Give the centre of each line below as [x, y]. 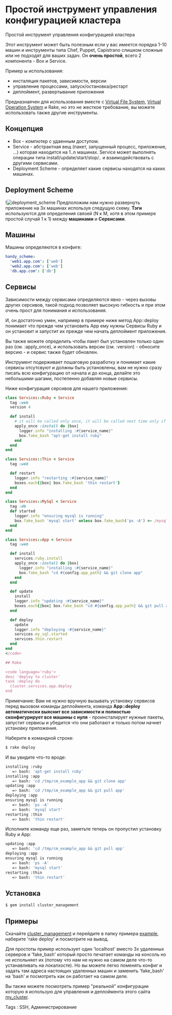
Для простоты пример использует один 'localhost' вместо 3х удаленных [85, 949]
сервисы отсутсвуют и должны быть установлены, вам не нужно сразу [84, 367]
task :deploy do [23, 682]
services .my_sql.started [41, 634]
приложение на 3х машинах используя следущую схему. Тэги [74, 208]
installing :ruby [24, 766]
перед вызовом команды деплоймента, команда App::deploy [73, 706]
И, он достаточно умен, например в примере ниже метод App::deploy [82, 320]
